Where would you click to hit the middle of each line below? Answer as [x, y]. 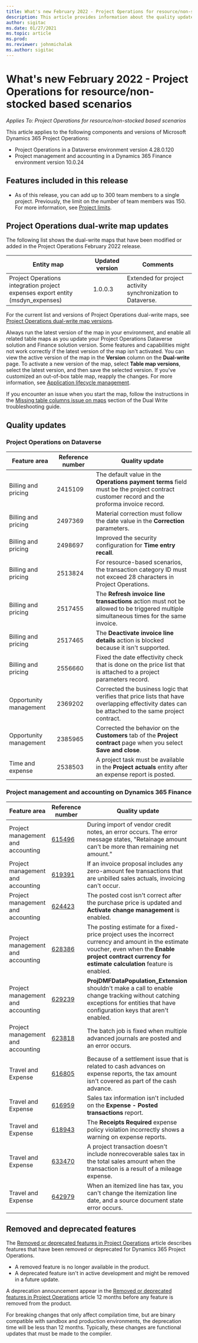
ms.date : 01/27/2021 [32, 28]
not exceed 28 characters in [135, 577]
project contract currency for [129, 957]
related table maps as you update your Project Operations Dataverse [89, 339]
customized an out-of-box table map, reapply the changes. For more [89, 376]
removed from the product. [39, 1303]
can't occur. [104, 886]
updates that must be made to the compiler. [59, 1334]
